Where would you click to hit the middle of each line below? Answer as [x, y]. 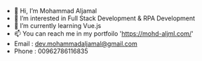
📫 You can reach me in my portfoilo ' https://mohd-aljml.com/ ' [104, 34]
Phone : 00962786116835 [51, 51]
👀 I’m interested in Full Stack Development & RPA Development [104, 18]
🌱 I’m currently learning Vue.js [58, 26]
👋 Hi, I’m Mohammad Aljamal [55, 11]
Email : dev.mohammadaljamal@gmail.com [76, 43]
